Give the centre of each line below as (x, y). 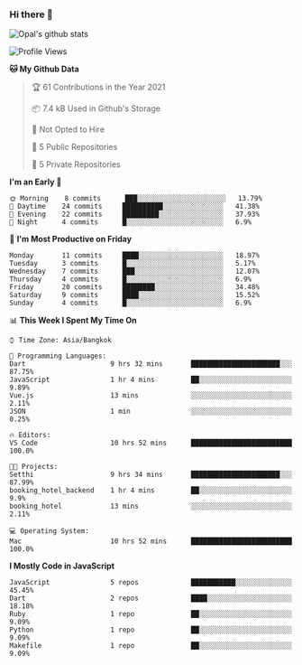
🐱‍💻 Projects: (34, 467)
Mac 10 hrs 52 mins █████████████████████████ (151, 541)
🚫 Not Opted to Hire (68, 129)
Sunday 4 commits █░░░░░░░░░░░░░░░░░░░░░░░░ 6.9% (131, 303)
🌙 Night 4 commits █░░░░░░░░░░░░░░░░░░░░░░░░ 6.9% (131, 222)
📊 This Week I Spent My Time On (73, 321)
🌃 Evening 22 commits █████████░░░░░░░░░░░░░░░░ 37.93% (134, 215)
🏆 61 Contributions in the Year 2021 (98, 87)
